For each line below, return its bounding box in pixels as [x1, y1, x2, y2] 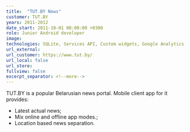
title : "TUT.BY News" [6, 8, 61, 15]
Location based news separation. [14, 120, 95, 127]
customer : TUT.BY [6, 14, 49, 20]
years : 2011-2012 [6, 19, 49, 25]
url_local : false [6, 57, 49, 63]
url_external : [6, 47, 41, 53]
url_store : [6, 62, 33, 69]
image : [6, 36, 22, 41]
